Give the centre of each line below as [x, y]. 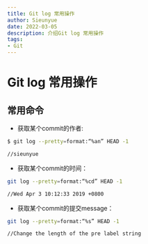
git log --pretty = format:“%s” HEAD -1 [63, 221]
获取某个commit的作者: [50, 128]
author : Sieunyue [32, 20]
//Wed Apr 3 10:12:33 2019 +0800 [56, 194]
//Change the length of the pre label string [74, 234]
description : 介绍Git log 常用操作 [56, 33]
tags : [15, 40]
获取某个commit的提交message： [65, 208]
